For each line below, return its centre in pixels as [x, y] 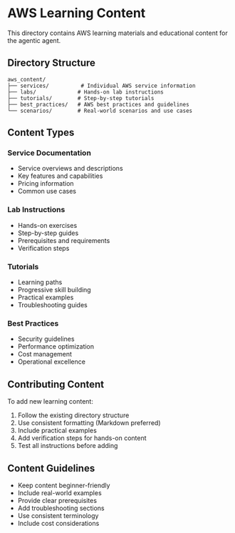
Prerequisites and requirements [64, 240]
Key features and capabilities [60, 176]
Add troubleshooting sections [61, 508]
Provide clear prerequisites [57, 500]
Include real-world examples [59, 493]
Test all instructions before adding [68, 446]
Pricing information [46, 184]
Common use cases [47, 191]
